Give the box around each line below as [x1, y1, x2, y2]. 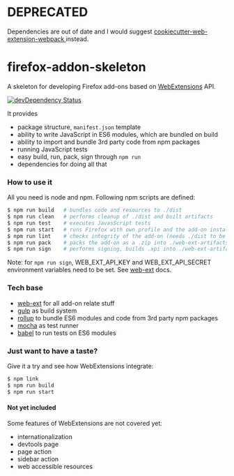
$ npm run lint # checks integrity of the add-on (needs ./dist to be [7, 232, 226, 239]
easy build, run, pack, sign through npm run [17, 152, 141, 161]
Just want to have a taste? [7, 346, 98, 356]
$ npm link [7, 375, 39, 382]
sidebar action [17, 454, 59, 463]
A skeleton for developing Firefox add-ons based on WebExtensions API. [7, 82, 216, 91]
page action [17, 447, 52, 456]
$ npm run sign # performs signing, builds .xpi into [7, 246, 176, 253]
